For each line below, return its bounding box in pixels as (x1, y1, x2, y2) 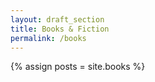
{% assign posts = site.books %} (10, 61, 146, 73)
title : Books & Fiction (10, 24, 110, 34)
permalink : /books (10, 33, 87, 43)
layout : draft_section (10, 14, 105, 25)
